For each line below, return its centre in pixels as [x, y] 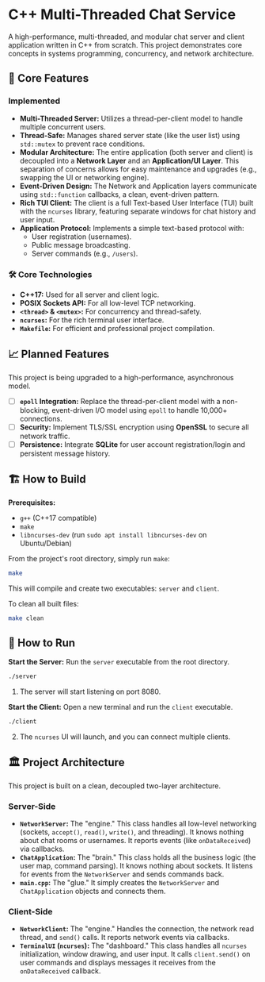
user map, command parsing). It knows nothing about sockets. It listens [136, 866]
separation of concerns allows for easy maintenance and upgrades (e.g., [138, 169]
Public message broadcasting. [81, 245]
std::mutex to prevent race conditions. [82, 144]
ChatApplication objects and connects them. [93, 892]
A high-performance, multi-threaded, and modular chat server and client [127, 37]
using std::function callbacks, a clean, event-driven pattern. [119, 194]
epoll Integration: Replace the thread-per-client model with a [120, 401]
